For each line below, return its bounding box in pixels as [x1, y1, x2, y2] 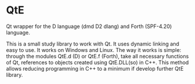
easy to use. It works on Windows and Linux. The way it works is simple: [6, 46, 181, 53]
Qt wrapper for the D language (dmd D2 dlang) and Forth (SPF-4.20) [6, 23, 172, 30]
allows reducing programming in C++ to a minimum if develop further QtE [6, 65, 184, 72]
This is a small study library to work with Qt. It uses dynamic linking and [6, 40, 180, 47]
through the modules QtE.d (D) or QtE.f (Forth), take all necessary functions [6, 52, 189, 60]
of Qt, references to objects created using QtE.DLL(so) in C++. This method [6, 59, 189, 66]
